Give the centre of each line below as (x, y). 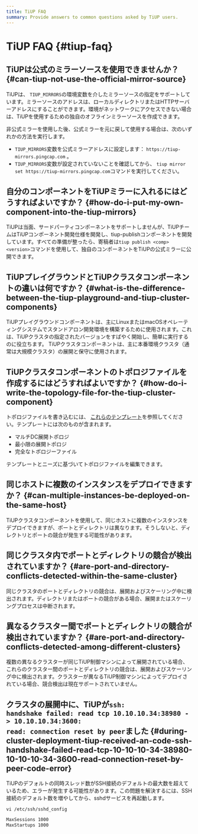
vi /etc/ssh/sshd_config (37, 809)
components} (32, 307)
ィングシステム (24, 329)
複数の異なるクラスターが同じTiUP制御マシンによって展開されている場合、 (97, 662)
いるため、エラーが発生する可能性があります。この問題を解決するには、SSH (99, 791)
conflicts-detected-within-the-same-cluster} (92, 576)
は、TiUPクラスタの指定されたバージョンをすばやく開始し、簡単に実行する (98, 337)
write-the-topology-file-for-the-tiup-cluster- (91, 393)
